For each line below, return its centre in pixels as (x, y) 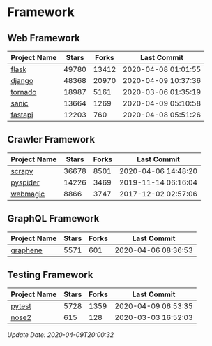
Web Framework (44, 38)
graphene (27, 250)
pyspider (25, 182)
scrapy (22, 171)
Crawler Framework (51, 139)
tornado (24, 92)
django (22, 81)
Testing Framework (50, 275)
